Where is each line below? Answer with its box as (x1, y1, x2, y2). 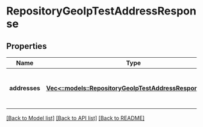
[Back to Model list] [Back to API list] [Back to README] (6, 114, 145, 122)
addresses (9, 84, 40, 92)
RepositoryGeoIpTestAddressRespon (6, 4, 196, 18)
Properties (6, 41, 47, 51)
